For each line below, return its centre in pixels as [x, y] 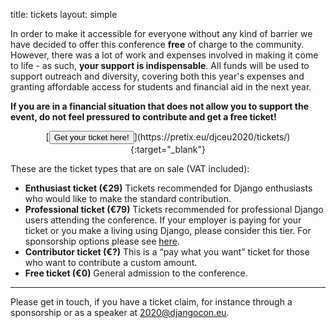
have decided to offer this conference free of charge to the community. [157, 44]
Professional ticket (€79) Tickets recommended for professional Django [174, 209]
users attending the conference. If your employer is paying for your [163, 220]
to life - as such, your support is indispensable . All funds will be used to [160, 65]
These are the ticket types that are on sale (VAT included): [130, 168]
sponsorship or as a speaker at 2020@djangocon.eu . [120, 312]
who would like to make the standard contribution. [128, 198]
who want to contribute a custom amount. [111, 262]
